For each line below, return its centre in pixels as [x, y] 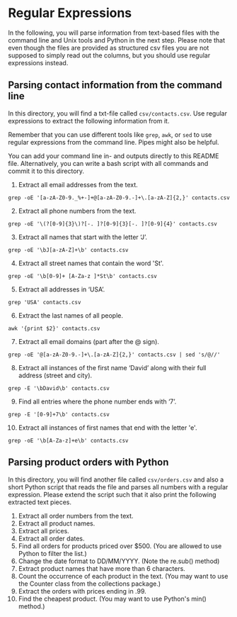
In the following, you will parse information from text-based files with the [114, 33]
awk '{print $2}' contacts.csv [54, 328]
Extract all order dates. [51, 538]
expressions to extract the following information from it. [89, 121]
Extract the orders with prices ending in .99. [82, 591]
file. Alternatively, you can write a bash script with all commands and [108, 163]
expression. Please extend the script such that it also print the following [112, 494]
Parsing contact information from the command [115, 85]
